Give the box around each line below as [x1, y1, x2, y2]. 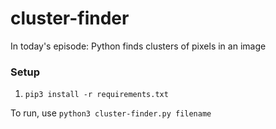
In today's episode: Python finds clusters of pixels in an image [10, 40, 267, 52]
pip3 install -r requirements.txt [24, 90, 169, 100]
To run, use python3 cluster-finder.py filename [10, 107, 212, 119]
